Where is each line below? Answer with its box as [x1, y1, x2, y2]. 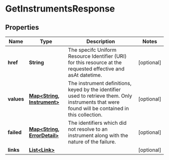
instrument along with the [67, 132, 128, 139]
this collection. [67, 111, 103, 118]
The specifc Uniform [67, 46, 117, 53]
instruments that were [67, 99, 120, 106]
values [8, 96, 24, 102]
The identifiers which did [67, 119, 127, 126]
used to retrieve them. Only [67, 93, 132, 99]
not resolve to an [67, 126, 108, 132]
